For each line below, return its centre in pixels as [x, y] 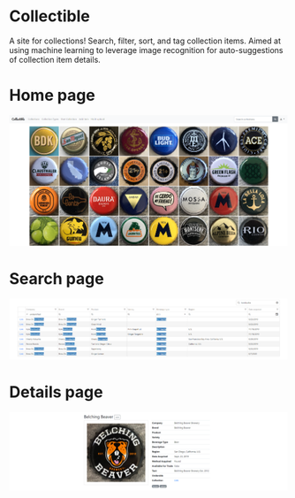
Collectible [49, 16]
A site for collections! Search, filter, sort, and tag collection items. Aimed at [145, 41]
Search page [57, 279]
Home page [52, 96]
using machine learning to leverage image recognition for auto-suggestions [146, 50]
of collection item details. [55, 59]
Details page [56, 392]
